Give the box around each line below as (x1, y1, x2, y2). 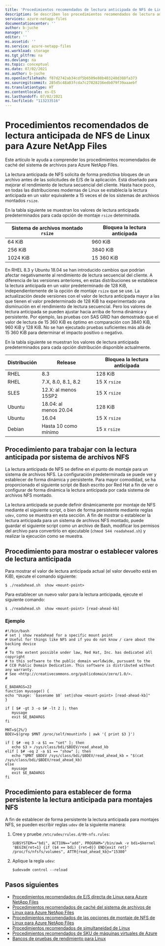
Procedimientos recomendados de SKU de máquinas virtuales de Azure (12, 930, 158, 936)
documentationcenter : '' (5, 21, 56, 26)
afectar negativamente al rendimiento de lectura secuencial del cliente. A (5, 272, 153, 278)
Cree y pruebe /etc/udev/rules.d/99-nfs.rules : (12, 831, 110, 837)
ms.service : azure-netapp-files (5, 44, 71, 49)
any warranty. (5, 667, 34, 672)
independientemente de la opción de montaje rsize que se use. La (5, 288, 140, 294)
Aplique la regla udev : (12, 858, 55, 863)
